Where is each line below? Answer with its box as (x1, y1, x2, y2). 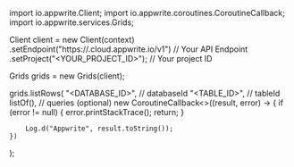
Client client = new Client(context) (9, 35, 135, 45)
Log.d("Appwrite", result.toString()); (25, 124, 174, 133)
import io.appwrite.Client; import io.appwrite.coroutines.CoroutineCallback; (9, 8, 286, 18)
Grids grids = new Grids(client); (9, 71, 125, 81)
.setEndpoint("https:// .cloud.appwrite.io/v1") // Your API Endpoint (9, 44, 248, 54)
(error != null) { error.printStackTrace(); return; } (9, 107, 185, 117)
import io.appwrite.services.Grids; (9, 17, 134, 28)
